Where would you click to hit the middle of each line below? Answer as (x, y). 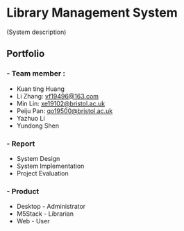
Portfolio (26, 54)
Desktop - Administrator (51, 207)
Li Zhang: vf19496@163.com (57, 96)
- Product (23, 191)
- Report (21, 144)
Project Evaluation (42, 173)
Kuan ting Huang (41, 89)
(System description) (36, 32)
